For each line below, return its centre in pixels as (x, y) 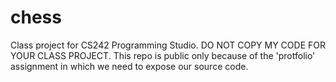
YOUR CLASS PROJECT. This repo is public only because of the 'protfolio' (163, 55)
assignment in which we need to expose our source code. (129, 66)
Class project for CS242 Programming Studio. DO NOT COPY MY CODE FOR (168, 45)
